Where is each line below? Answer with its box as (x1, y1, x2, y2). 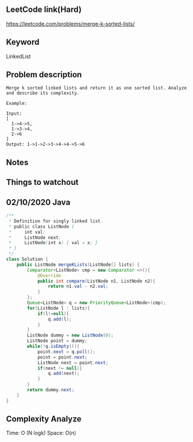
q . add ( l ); (47, 316, 72, 322)
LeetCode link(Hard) (6, 5, 82, 15)
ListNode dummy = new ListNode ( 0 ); (27, 333, 114, 338)
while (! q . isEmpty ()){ (27, 344, 80, 350)
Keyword (6, 37, 40, 47)
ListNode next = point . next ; (37, 359, 109, 365)
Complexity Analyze (6, 414, 82, 424)
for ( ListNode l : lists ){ (27, 305, 91, 311)
